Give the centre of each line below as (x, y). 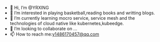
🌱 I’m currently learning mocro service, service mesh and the (72, 18)
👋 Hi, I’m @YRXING (29, 8)
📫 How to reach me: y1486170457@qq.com (54, 34)
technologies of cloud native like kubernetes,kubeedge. (67, 23)
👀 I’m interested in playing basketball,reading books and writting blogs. (82, 13)
